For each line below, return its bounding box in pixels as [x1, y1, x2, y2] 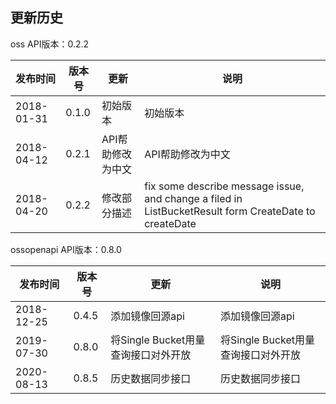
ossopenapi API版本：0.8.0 [10, 243, 122, 255]
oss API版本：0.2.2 [10, 38, 90, 50]
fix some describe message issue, [144, 179, 305, 193]
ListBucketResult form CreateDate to [144, 204, 316, 218]
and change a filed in [144, 191, 243, 205]
